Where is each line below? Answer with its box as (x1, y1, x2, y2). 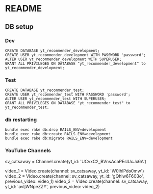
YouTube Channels (5, 147, 51, 154)
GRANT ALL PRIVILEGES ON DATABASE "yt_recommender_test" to (5, 101, 131, 106)
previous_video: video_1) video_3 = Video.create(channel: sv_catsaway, (5, 178, 149, 184)
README (5, 3, 42, 14)
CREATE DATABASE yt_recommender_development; (5, 48, 100, 53)
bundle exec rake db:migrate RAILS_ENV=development (5, 136, 113, 141)
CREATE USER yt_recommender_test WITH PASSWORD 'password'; (5, 92, 131, 97)
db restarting (5, 116, 37, 123)
